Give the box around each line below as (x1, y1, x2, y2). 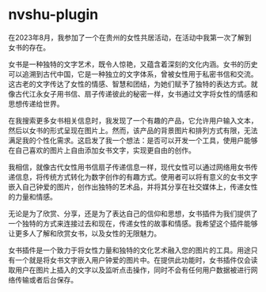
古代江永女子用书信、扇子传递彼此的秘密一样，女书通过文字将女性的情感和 (14, 89, 258, 98)
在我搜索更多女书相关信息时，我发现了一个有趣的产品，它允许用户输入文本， (8, 116, 258, 125)
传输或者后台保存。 (14, 275, 78, 284)
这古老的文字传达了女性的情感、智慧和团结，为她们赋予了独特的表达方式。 (8, 79, 251, 89)
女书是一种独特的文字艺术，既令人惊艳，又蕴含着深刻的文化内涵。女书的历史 (8, 59, 258, 69)
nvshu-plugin (8, 6, 99, 24)
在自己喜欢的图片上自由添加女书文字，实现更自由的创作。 (8, 145, 196, 155)
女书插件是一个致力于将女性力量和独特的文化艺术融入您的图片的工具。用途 (8, 245, 251, 255)
